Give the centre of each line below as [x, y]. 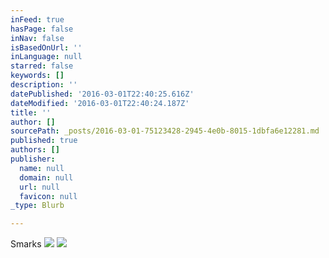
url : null [39, 187]
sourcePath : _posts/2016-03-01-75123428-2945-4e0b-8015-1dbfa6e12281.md [165, 131]
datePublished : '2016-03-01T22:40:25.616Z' [102, 94]
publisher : [33, 159]
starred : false [42, 66]
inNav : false [37, 38]
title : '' [31, 112]
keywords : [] [37, 76]
